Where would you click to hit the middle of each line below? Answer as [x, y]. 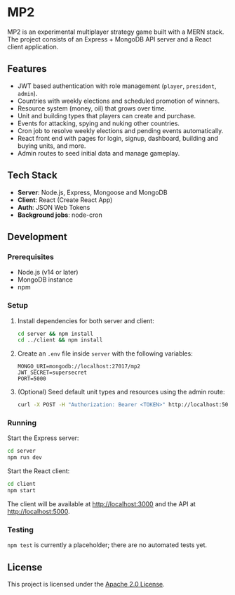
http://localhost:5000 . [39, 511]
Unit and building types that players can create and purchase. [107, 115]
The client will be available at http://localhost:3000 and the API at [102, 503]
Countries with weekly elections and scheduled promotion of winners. [119, 101]
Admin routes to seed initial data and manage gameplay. [99, 153]
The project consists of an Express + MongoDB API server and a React [109, 39]
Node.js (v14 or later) [48, 273]
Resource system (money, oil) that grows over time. [92, 108]
